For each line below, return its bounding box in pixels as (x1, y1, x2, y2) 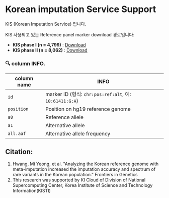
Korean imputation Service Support (5, 4, 156, 15)
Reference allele (45, 114, 84, 121)
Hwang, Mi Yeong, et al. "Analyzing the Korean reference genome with (12, 161, 159, 167)
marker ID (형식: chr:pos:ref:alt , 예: (45, 91, 131, 98)
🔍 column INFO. (5, 60, 45, 67)
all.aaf (8, 131, 26, 137)
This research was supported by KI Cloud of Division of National (12, 177, 146, 183)
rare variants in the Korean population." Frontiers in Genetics (12, 172, 138, 178)
